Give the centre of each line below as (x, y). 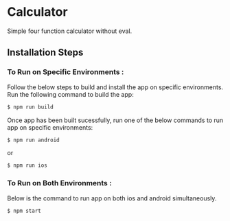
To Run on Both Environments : (59, 183)
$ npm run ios (27, 165)
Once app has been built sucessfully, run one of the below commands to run (115, 120)
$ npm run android (33, 140)
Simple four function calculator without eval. (70, 31)
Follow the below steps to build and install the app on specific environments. (115, 87)
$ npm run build (30, 107)
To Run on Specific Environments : (66, 72)
